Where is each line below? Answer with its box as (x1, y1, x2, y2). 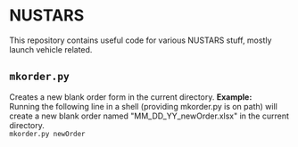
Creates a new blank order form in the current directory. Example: (9, 91, 252, 102)
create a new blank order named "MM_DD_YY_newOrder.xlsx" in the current (9, 110, 290, 121)
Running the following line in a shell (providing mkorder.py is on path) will (9, 101, 278, 111)
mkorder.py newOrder (9, 129, 87, 138)
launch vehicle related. (9, 44, 93, 54)
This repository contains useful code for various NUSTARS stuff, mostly (9, 35, 272, 45)
